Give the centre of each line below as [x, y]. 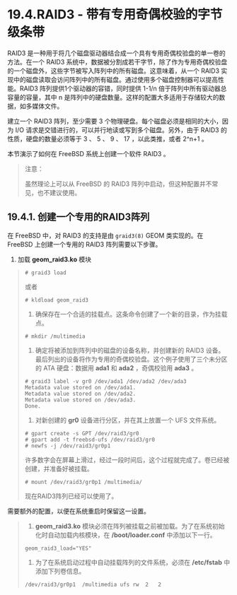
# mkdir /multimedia [55, 336]
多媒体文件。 [45, 106]
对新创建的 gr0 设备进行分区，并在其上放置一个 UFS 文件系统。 [128, 420]
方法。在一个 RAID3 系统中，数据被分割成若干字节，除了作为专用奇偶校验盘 [117, 61]
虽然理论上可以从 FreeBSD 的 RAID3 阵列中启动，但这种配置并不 [118, 184]
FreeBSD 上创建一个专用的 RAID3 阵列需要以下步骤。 [85, 244]
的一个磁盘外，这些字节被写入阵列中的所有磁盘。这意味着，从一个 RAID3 [114, 71]
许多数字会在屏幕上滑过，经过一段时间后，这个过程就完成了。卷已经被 [127, 459]
